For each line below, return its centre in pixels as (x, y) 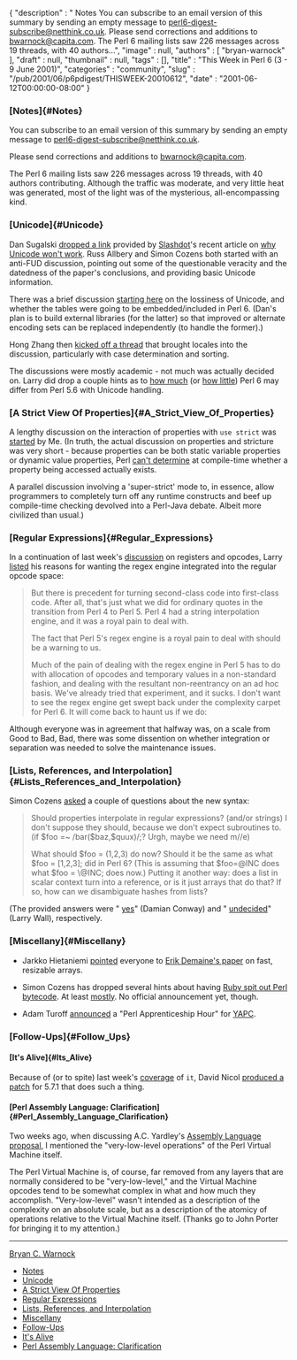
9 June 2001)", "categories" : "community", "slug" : (103, 69)
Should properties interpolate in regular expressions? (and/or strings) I (159, 818)
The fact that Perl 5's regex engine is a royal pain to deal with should (156, 638)
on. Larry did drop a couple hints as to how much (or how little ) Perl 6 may (144, 380)
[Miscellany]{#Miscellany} (68, 941)
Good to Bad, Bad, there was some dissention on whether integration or (140, 739)
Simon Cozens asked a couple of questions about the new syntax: (129, 801)
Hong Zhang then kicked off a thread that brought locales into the (129, 344)
